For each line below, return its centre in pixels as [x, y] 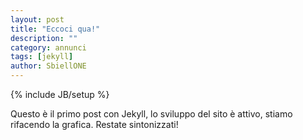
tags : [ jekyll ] [42, 57]
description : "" [44, 38]
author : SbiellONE [48, 66]
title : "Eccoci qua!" [55, 29]
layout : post [37, 19]
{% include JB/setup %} [60, 94]
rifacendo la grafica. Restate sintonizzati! [94, 124]
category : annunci [48, 47]
